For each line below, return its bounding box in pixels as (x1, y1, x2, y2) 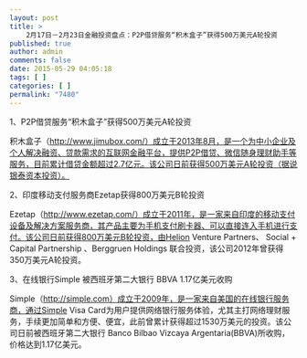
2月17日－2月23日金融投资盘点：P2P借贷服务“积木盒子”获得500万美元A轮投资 (26, 30, 278, 39)
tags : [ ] (9, 73, 48, 82)
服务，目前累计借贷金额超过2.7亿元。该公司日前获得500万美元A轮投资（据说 (9, 158, 298, 169)
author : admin (9, 47, 64, 57)
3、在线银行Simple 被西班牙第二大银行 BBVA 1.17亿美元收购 (9, 273, 233, 284)
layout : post (9, 13, 59, 23)
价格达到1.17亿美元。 (9, 339, 87, 350)
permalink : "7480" (9, 89, 79, 99)
